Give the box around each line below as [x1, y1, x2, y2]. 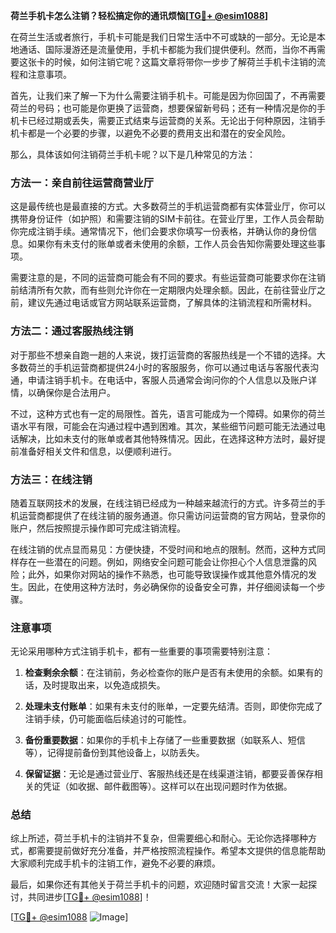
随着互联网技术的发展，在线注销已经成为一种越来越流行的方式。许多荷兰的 [10, 497, 317, 509]
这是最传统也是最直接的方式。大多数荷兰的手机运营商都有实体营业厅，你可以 [10, 200, 326, 213]
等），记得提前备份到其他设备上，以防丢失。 [24, 747, 205, 759]
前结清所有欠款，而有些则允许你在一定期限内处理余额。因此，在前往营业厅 [10, 284, 317, 296]
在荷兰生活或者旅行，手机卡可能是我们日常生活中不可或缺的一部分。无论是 [10, 31, 317, 43]
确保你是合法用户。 [36, 386, 116, 398]
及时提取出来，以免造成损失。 [42, 679, 166, 691]
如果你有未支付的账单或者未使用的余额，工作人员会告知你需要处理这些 [27, 238, 317, 250]
